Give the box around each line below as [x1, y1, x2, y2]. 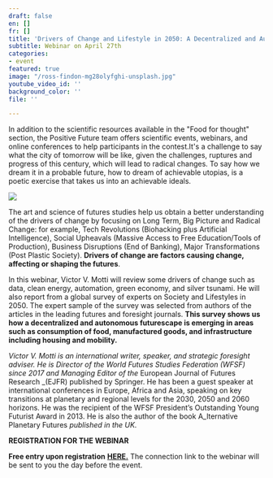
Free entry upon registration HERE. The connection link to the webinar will [8, 452, 260, 462]
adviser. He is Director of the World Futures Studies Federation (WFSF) [8, 359, 246, 370]
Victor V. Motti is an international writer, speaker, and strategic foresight [8, 351, 250, 361]
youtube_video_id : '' [8, 80, 82, 88]
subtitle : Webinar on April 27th [8, 42, 122, 50]
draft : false [8, 11, 53, 20]
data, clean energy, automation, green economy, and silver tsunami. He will [8, 284, 260, 293]
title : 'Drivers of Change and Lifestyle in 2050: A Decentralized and [8, 34, 256, 43]
